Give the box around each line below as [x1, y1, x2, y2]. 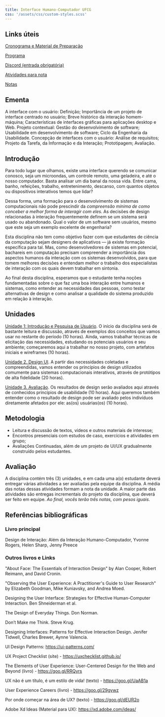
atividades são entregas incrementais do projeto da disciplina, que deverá [5, 491, 155, 497]
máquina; [5, 119, 24, 125]
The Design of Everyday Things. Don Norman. [5, 610, 99, 616]
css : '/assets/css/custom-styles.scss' [5, 12, 87, 17]
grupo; [12, 437, 26, 444]
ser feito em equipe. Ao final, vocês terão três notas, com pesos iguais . [5, 497, 150, 502]
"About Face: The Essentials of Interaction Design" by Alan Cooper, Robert [5, 566, 156, 572]
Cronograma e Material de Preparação [5, 43, 83, 49]
